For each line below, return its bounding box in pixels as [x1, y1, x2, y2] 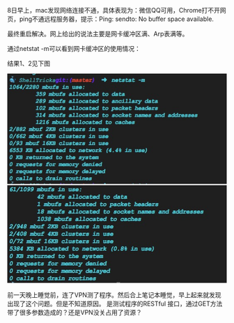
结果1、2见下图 [7, 59, 51, 68]
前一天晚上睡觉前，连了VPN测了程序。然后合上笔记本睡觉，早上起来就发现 [7, 290, 221, 299]
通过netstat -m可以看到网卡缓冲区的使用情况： [7, 45, 141, 52]
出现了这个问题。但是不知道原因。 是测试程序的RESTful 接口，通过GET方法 [7, 299, 223, 308]
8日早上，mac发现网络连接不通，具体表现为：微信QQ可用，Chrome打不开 [7, 6, 221, 14]
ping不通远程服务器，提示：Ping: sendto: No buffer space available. [19, 15, 214, 23]
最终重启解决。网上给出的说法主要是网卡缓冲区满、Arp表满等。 [7, 30, 189, 38]
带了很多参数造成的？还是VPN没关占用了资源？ [7, 308, 143, 316]
